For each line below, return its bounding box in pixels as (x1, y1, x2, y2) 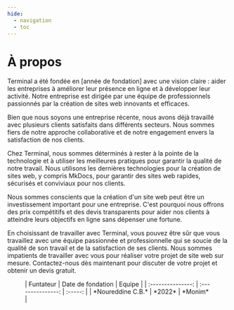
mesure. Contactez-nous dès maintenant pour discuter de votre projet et (7, 259, 218, 268)
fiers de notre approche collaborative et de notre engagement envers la (7, 128, 214, 137)
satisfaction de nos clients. (7, 135, 85, 144)
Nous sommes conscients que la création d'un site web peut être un (7, 193, 205, 201)
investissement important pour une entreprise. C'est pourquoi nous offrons (7, 200, 225, 209)
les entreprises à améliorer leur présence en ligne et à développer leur (7, 85, 211, 93)
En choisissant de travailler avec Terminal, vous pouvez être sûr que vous (7, 229, 220, 237)
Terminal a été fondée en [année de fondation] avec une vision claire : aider (7, 77, 226, 85)
